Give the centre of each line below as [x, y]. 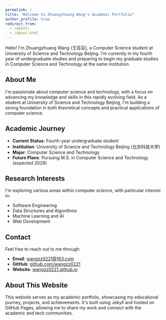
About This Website [37, 285]
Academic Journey [35, 129]
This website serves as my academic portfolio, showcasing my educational [82, 297]
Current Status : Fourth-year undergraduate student [65, 141]
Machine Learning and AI [38, 216]
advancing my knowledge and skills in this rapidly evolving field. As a [76, 97]
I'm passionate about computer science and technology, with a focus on [79, 92]
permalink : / [19, 10]
